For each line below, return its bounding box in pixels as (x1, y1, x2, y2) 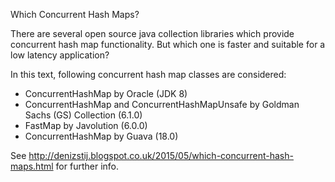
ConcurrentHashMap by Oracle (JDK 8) (24, 88, 188, 99)
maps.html (10, 160, 54, 172)
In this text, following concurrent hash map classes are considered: (10, 69, 287, 80)
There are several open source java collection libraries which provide (10, 28, 295, 39)
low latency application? (10, 49, 110, 61)
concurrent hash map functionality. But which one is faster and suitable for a (10, 39, 326, 50)
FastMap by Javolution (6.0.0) (24, 120, 148, 131)
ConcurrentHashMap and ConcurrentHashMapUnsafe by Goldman (24, 99, 300, 110)
